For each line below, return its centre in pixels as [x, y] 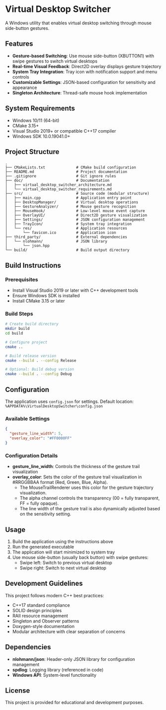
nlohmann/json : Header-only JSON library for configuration [74, 659]
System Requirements [40, 109]
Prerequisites [22, 279]
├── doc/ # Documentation [57, 181]
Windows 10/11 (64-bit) [36, 120]
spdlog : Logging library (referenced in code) [58, 670]
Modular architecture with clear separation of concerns [69, 631]
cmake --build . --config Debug [38, 374]
